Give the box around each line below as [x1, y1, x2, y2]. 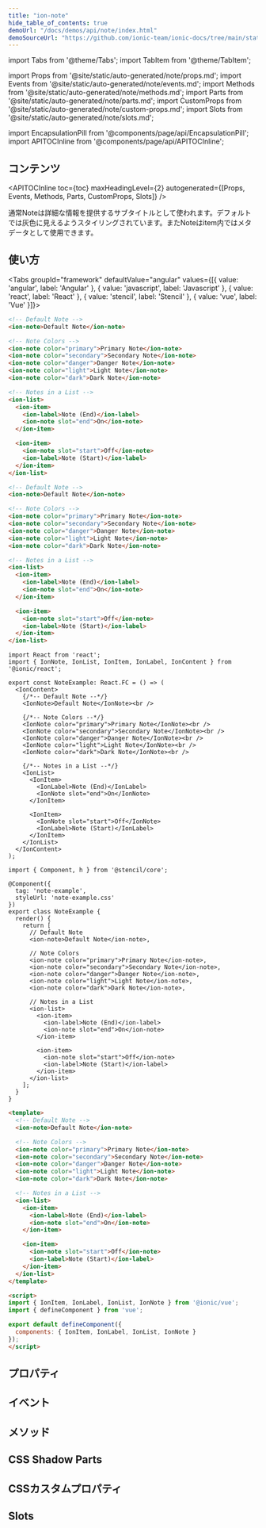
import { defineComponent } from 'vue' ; [8, 1306, 144, 1315]
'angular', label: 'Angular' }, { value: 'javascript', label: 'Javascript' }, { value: [8, 283, 253, 293]
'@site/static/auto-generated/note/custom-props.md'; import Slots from [8, 105, 243, 114]
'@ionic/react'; [8, 665, 62, 673]
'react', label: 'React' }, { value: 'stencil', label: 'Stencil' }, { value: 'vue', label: [8, 291, 257, 301]
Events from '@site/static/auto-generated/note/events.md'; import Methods [8, 79, 255, 89]
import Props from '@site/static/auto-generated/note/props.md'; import [8, 71, 241, 80]
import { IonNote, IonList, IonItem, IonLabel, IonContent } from [8, 658, 232, 666]
